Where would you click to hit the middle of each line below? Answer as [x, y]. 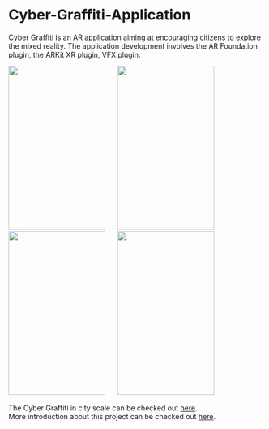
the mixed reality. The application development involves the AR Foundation [133, 45]
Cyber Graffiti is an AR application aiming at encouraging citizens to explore [135, 37]
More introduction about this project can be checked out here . [112, 416]
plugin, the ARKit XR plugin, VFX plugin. [75, 54]
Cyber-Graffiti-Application [100, 15]
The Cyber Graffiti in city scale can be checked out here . [103, 408]
